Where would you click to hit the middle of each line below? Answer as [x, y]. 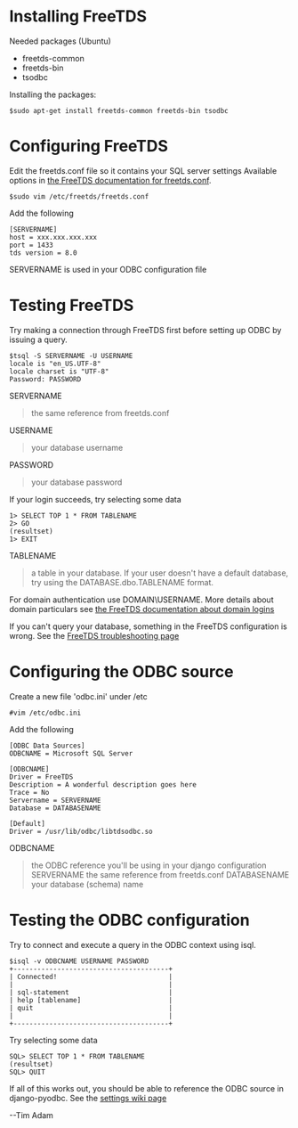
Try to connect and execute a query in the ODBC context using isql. [133, 944]
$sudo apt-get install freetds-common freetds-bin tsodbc [119, 110]
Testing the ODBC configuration [130, 920]
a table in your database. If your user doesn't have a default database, [160, 573]
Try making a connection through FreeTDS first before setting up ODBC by [145, 330]
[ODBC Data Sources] [48, 746]
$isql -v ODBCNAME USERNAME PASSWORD [79, 961]
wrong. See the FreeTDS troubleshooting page [94, 635]
